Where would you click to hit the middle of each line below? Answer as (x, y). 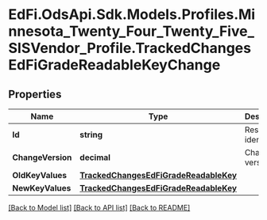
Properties (35, 94)
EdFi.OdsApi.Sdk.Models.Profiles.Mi (132, 15)
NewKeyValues (42, 188)
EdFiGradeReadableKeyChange (114, 65)
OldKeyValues (40, 175)
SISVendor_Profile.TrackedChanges (130, 48)
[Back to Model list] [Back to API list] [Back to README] (99, 208)
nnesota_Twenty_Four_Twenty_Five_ (131, 31)
